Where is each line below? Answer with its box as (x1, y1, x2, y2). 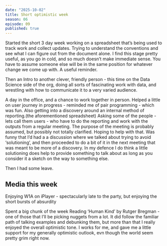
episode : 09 (5, 21, 30, 27)
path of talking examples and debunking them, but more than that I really (5, 219, 155, 225)
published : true (5, 26, 39, 31)
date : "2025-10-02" (5, 7, 46, 13)
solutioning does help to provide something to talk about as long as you (5, 150, 153, 156)
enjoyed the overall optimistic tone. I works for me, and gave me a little (5, 224, 151, 230)
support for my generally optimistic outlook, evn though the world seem (5, 229, 153, 235)
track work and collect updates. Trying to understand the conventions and (5, 45, 158, 51)
